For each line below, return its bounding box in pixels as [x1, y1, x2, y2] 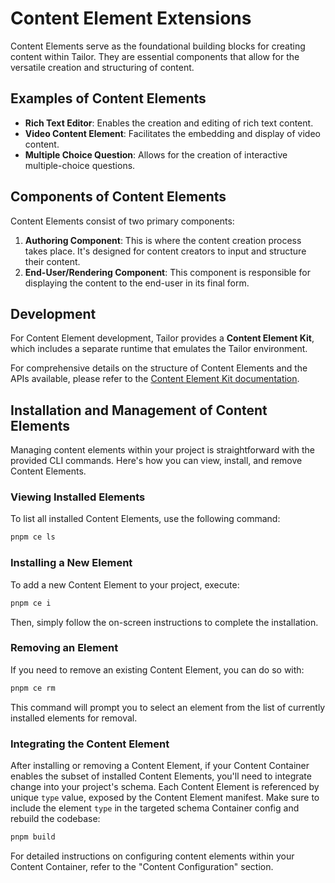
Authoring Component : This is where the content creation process [24, 234, 302, 246]
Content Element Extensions [10, 7, 252, 30]
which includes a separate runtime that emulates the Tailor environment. [10, 343, 308, 355]
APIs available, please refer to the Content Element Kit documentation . [10, 373, 300, 385]
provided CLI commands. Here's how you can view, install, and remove [10, 455, 303, 467]
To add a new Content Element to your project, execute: [10, 578, 240, 591]
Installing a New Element [10, 556, 133, 570]
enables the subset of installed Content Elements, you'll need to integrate [10, 770, 312, 782]
